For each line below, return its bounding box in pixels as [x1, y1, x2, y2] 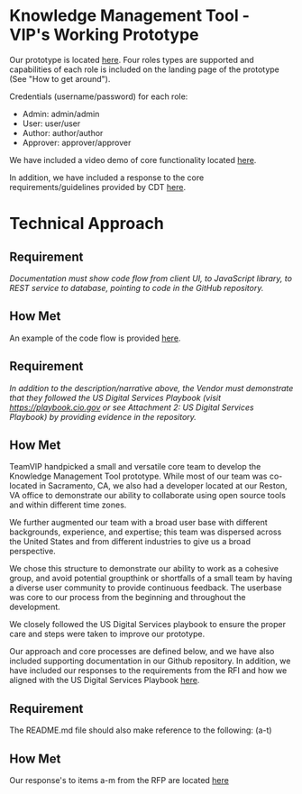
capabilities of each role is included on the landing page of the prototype [9, 64, 279, 75]
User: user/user [22, 118, 81, 129]
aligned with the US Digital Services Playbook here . [9, 675, 200, 686]
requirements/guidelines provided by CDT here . [9, 181, 187, 192]
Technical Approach [9, 214, 164, 234]
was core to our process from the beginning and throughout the [9, 592, 246, 603]
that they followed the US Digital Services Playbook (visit [9, 392, 222, 403]
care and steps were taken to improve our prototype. [9, 628, 206, 640]
